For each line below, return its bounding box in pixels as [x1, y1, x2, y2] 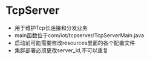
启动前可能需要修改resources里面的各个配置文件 [14, 39, 135, 46]
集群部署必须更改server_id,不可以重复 [14, 46, 108, 54]
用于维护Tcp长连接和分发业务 [14, 24, 88, 31]
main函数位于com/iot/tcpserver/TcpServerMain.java [14, 31, 145, 39]
